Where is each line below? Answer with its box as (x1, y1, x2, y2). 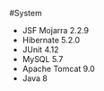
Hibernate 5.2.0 (22, 35, 81, 45)
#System (9, 8, 42, 18)
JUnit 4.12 (22, 44, 60, 55)
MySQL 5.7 (22, 54, 64, 64)
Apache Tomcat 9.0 (22, 63, 96, 74)
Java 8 (22, 73, 48, 84)
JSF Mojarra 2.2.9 (22, 25, 90, 35)
